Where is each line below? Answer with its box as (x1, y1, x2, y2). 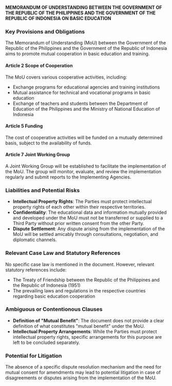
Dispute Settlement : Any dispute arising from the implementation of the (12, 226, 165, 232)
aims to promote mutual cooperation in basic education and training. (5, 51, 150, 57)
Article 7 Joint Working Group (5, 152, 70, 158)
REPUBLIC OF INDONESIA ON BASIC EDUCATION (5, 15, 111, 21)
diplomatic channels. (12, 236, 57, 243)
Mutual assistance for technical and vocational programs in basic (12, 89, 151, 96)
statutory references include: (5, 267, 67, 273)
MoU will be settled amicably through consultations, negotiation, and (12, 231, 158, 237)
